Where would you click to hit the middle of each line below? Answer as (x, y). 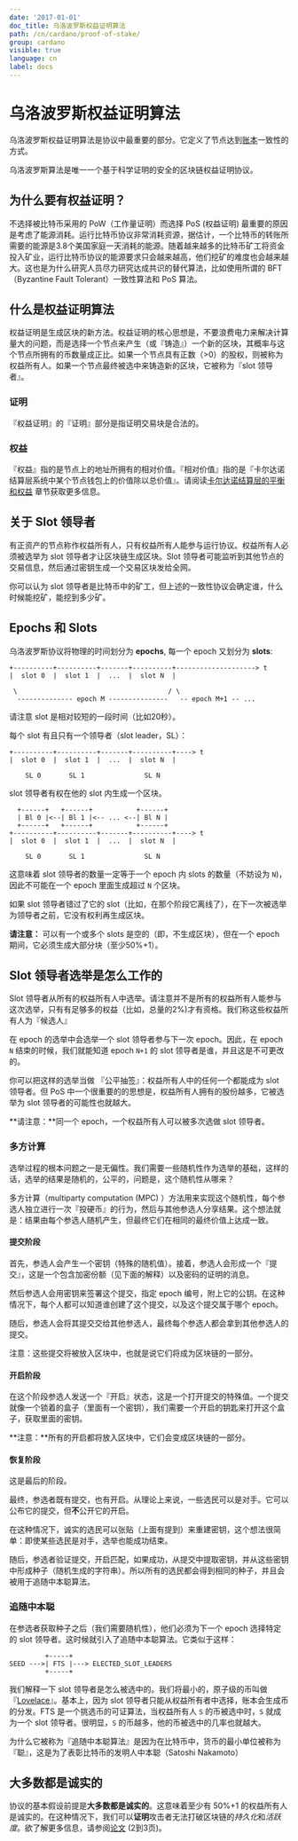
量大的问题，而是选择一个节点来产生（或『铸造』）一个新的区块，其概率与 (143, 343)
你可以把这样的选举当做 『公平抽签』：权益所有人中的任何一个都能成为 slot (144, 1081)
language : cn (33, 59)
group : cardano (37, 42)
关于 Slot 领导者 (52, 522)
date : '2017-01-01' (45, 17)
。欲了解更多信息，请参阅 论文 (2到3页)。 (92, 1828)
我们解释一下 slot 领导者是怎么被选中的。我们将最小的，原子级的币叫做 (138, 1689)
